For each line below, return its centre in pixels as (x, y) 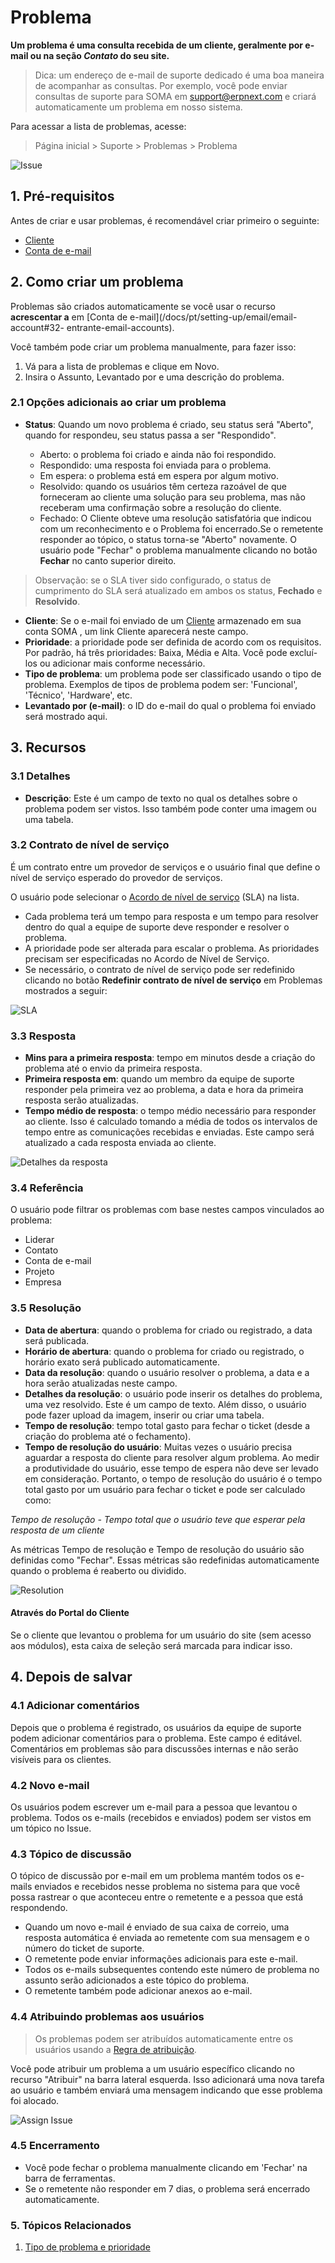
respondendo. (39, 1908)
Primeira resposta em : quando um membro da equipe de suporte (159, 1079)
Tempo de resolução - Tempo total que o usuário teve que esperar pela (158, 1519)
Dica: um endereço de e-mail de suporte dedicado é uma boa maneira (179, 75)
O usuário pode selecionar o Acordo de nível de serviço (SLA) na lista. (155, 897)
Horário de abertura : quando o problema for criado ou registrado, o (164, 1351)
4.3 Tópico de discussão (71, 1854)
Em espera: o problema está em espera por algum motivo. (159, 475)
